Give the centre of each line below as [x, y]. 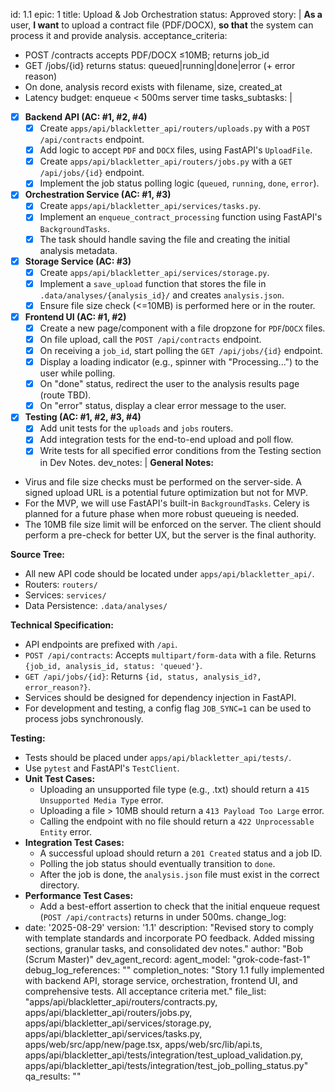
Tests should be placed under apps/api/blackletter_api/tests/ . [158, 757]
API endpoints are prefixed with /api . [101, 644]
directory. [59, 885]
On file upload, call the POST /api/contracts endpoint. [150, 339]
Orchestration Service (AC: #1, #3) [98, 195]
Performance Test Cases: [79, 895]
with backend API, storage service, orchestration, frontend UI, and [161, 980]
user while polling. [77, 373]
